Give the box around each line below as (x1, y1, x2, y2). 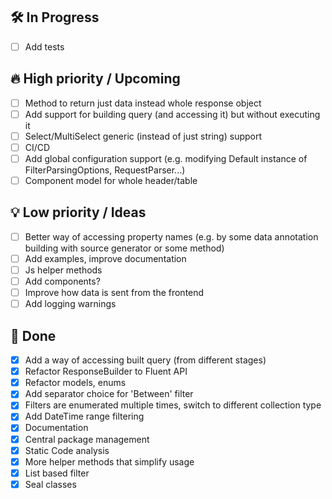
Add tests (24, 40, 65, 53)
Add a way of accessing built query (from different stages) (24, 354, 267, 366)
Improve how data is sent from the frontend (24, 287, 205, 299)
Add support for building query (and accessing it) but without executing (24, 108, 321, 120)
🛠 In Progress (10, 9, 100, 26)
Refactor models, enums (24, 377, 127, 389)
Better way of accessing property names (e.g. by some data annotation (24, 230, 319, 243)
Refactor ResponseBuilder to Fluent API (24, 365, 188, 378)
